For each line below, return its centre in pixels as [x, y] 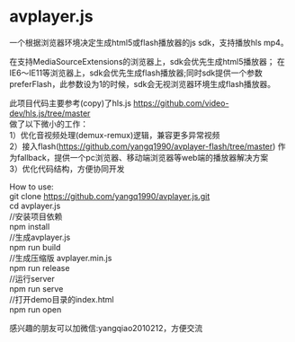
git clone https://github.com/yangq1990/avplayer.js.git [110, 196]
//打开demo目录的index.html [62, 299]
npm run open [36, 309]
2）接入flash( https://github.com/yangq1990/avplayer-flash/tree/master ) [143, 146]
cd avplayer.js [35, 206]
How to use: [31, 187]
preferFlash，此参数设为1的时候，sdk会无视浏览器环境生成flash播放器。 [143, 83]
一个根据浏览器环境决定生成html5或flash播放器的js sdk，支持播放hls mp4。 [149, 42]
